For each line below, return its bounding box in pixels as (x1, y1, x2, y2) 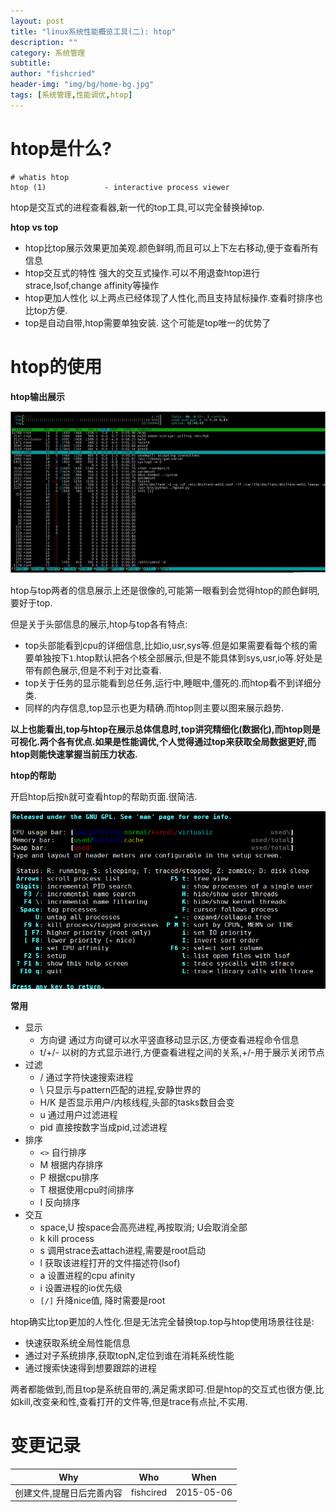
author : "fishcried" (10, 69, 97, 79)
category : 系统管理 (10, 48, 86, 58)
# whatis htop (10, 172, 70, 182)
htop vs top (10, 221, 59, 233)
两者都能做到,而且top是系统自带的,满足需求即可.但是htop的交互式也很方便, (10, 1383, 316, 1395)
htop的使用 (10, 355, 103, 378)
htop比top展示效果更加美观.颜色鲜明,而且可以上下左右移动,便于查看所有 (24, 241, 319, 254)
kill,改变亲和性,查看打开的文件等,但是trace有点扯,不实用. (18, 1396, 248, 1408)
